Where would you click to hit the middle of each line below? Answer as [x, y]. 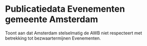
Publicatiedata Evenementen [65, 9]
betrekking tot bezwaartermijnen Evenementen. [53, 38]
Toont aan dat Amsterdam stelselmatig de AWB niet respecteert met [73, 33]
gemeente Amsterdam [51, 19]
